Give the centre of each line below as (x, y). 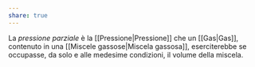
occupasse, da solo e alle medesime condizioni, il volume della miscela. (126, 54)
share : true (28, 15)
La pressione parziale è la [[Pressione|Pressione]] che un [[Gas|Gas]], (124, 38)
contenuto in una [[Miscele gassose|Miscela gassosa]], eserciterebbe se (127, 46)
